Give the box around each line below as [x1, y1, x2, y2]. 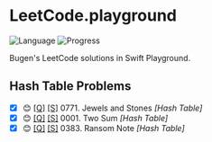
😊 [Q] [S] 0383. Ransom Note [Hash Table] [22, 122, 185, 133]
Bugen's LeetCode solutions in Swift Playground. [9, 52, 191, 63]
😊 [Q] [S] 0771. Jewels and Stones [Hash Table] [22, 102, 203, 113]
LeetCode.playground [9, 5, 178, 26]
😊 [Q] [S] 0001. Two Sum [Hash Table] [22, 112, 169, 123]
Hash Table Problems [9, 78, 132, 94]
